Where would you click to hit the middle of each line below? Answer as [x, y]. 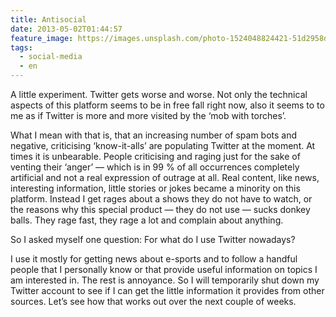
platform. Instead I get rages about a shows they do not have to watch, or [161, 199]
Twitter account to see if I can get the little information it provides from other [167, 290]
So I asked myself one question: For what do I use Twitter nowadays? [153, 239]
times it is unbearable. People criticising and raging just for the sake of [155, 156]
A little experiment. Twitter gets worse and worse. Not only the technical [159, 94]
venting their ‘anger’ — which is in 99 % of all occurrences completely [155, 167]
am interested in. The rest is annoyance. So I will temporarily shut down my [165, 280]
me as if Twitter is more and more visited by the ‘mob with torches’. [148, 115]
